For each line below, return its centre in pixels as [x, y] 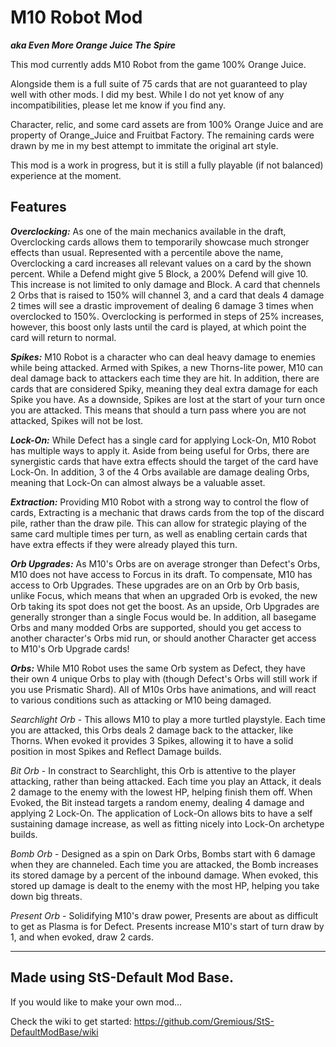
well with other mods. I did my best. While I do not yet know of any [147, 94]
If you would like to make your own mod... [96, 1002]
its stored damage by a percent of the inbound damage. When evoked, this [164, 875]
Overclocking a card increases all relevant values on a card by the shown [161, 263]
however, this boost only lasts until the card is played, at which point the [158, 327]
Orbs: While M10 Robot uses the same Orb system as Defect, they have [158, 668]
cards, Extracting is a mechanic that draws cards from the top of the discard [167, 512]
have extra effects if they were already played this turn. [124, 544]
